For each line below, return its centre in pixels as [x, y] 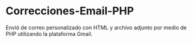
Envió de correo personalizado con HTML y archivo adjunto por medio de [96, 27]
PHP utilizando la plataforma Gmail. [49, 33]
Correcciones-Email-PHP [70, 11]
